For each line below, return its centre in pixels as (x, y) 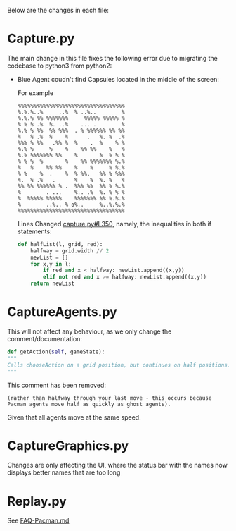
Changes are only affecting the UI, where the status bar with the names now (118, 465)
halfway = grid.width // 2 (70, 251)
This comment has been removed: (57, 385)
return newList (53, 284)
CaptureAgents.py (62, 312)
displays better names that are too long (64, 472)
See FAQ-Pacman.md (38, 520)
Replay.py (37, 501)
